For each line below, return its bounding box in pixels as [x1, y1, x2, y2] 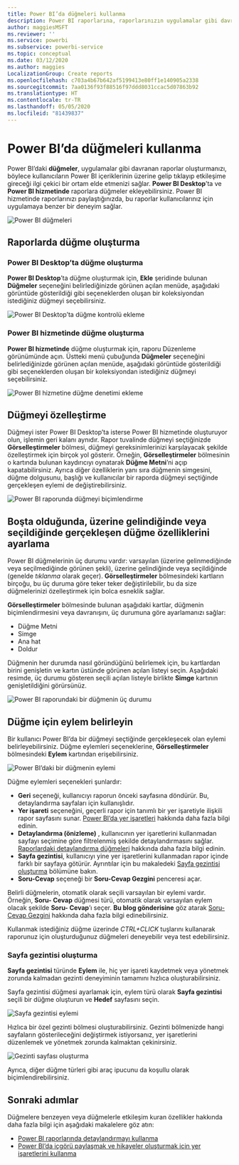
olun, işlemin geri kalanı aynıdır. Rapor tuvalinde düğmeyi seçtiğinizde [7, 435, 211, 444]
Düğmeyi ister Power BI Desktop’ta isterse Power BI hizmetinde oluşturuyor [7, 428, 228, 437]
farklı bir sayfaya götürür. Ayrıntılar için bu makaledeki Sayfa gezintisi [17, 859, 221, 868]
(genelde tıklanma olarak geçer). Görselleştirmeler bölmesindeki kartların [7, 571, 224, 581]
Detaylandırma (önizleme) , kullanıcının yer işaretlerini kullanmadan [17, 829, 217, 838]
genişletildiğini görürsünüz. [7, 681, 87, 690]
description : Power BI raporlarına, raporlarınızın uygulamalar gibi [7, 17, 218, 24]
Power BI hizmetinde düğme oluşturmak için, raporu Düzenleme [7, 344, 196, 353]
